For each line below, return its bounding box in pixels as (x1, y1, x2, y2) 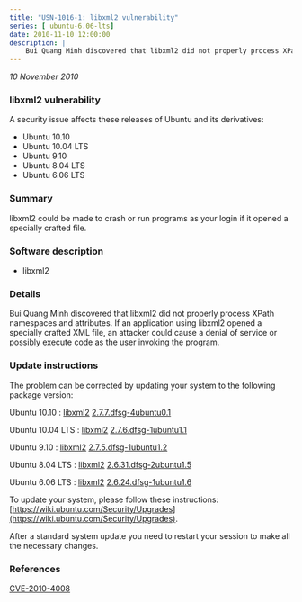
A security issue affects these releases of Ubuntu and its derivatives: (9, 114, 264, 125)
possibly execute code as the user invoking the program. (9, 337, 220, 347)
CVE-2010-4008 (9, 582, 70, 594)
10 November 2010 (9, 71, 79, 82)
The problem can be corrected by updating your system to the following (9, 380, 276, 391)
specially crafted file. (9, 222, 87, 233)
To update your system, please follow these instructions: (9, 494, 218, 505)
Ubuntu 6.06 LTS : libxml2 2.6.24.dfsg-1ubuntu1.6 (9, 476, 192, 487)
